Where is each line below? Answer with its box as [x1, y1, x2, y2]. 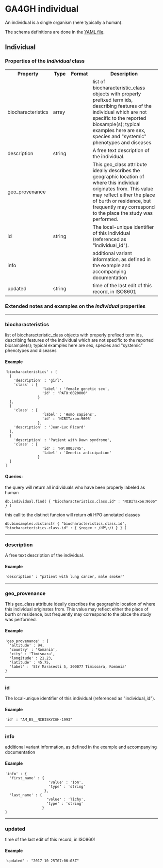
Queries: [5, 474, 23, 480]
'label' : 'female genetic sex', [42, 387, 110, 391]
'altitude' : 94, [9, 643, 45, 648]
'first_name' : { [9, 776, 45, 780]
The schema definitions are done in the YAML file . [5, 29, 105, 35]
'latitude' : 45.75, [9, 660, 51, 665]
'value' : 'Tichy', [46, 797, 86, 802]
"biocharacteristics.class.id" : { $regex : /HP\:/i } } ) [5, 525, 127, 530]
